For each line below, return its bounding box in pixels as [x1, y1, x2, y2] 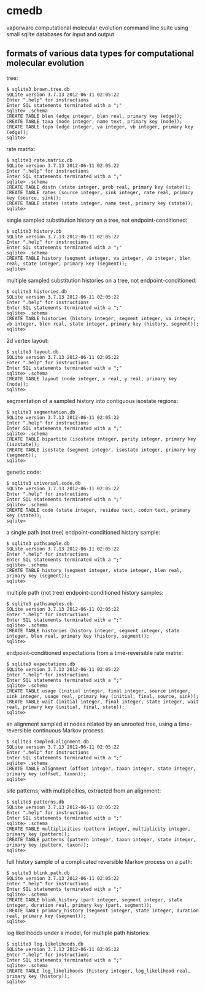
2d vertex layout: [6, 337, 49, 344]
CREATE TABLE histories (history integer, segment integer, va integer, [6, 315, 196, 321]
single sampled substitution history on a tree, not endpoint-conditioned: [6, 216, 188, 224]
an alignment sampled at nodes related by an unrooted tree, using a [6, 720, 177, 727]
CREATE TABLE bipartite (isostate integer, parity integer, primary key [6, 436, 196, 442]
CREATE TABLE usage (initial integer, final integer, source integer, [6, 687, 191, 694]
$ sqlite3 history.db [6, 228, 62, 234]
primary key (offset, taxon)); [6, 770, 87, 777]
